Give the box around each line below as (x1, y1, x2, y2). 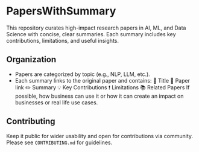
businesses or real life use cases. (14, 98, 98, 106)
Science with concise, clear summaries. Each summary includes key (6, 30, 176, 37)
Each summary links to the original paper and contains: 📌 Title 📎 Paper (14, 77, 190, 84)
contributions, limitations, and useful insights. (6, 37, 119, 44)
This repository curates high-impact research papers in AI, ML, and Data (6, 24, 186, 31)
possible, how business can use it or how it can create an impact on (14, 92, 184, 100)
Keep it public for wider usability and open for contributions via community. (6, 132, 194, 139)
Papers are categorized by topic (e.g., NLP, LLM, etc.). (14, 71, 151, 78)
